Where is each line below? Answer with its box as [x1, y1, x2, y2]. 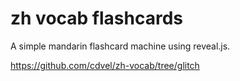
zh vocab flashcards [10, 7, 183, 30]
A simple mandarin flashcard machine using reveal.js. [10, 40, 231, 52]
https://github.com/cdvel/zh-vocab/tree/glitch [10, 59, 200, 71]
